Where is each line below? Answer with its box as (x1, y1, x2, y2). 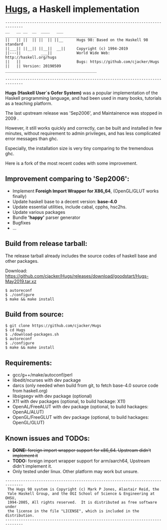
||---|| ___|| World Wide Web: (5, 50, 111, 55)
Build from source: (5, 310, 64, 319)
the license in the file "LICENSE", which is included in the (7, 509, 140, 514)
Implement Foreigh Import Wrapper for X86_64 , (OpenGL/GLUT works (12, 188, 159, 194)
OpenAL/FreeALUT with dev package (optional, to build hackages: (12, 404, 149, 410)
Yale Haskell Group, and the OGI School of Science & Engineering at (7, 491, 155, 496)
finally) (12, 193, 27, 199)
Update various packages (12, 209, 66, 215)
